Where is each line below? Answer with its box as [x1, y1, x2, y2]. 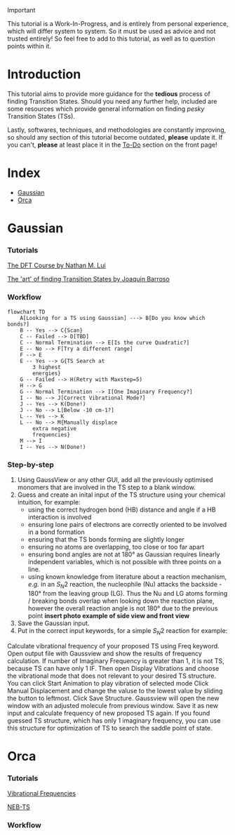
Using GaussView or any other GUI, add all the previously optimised [17, 475, 213, 483]
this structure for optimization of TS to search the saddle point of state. [7, 723, 213, 732]
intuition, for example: [17, 497, 81, 506]
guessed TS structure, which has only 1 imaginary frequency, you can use [7, 716, 221, 725]
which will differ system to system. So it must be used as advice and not [7, 27, 216, 35]
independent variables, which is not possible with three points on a [27, 557, 222, 566]
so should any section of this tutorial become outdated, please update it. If [7, 133, 223, 141]
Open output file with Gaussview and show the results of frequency [7, 649, 202, 657]
